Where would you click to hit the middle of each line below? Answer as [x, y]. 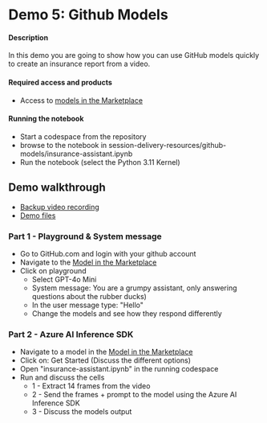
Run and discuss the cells [62, 378]
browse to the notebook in [63, 145]
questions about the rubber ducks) [89, 296]
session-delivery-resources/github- [168, 145]
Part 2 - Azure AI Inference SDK [71, 334]
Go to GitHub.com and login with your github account [108, 253]
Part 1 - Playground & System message [85, 236]
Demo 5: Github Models [88, 15]
